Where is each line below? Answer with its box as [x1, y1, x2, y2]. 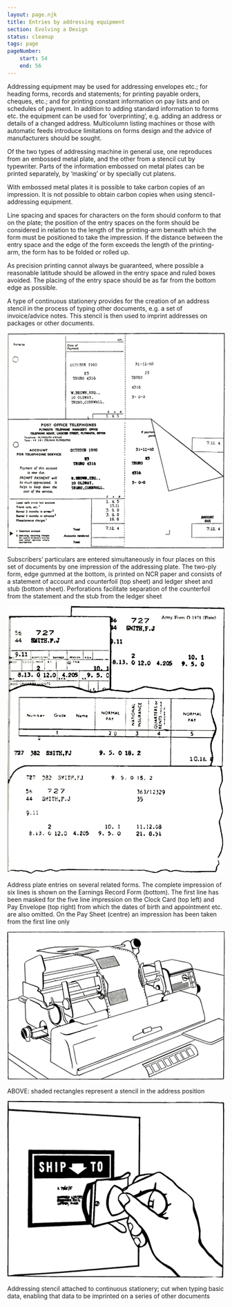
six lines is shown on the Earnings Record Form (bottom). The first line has [7, 888, 219, 897]
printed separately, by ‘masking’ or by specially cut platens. [7, 169, 176, 178]
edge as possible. [7, 283, 57, 291]
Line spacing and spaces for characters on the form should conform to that [7, 211, 222, 219]
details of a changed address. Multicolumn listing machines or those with [7, 119, 215, 128]
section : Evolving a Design [7, 26, 88, 33]
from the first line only [7, 917, 70, 926]
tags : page [7, 40, 39, 48]
